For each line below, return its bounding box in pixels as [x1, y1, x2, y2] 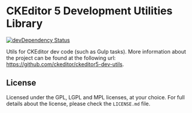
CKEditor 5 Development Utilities [6, 4, 173, 18]
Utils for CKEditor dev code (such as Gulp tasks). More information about [6, 48, 187, 55]
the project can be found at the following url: [6, 54, 116, 61]
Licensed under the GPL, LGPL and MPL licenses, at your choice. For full [6, 93, 185, 101]
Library [6, 17, 43, 30]
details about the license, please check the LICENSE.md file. [6, 100, 151, 107]
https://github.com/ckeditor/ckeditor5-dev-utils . [6, 61, 124, 68]
